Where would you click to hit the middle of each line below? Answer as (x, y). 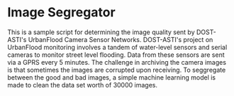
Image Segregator (61, 12)
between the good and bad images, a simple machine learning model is (112, 77)
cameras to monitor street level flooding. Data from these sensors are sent (116, 55)
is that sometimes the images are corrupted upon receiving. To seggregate (117, 70)
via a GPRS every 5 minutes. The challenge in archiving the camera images (117, 62)
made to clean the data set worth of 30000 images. (83, 85)
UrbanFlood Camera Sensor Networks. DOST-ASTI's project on (121, 39)
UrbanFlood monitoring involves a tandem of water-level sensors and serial (117, 47)
